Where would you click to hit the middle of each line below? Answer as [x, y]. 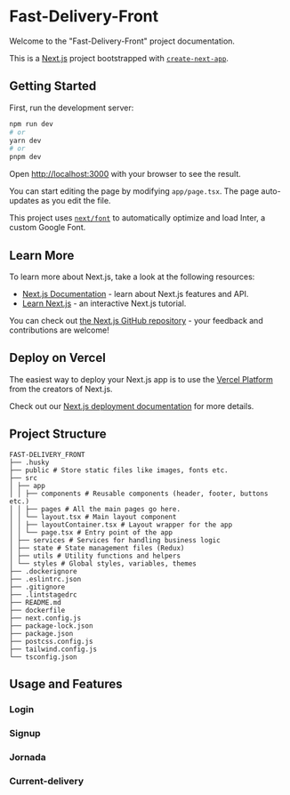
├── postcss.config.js [51, 641]
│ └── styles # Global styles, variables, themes [103, 563]
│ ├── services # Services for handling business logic [115, 540]
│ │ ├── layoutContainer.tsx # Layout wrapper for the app [121, 525]
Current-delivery [47, 781]
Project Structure [58, 434]
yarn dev [25, 141]
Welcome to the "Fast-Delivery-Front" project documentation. [122, 41]
